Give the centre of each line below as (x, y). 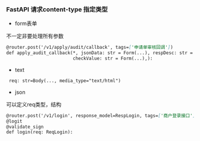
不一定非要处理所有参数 (35, 36)
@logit (14, 121)
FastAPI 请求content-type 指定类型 (57, 9)
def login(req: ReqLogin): (40, 132)
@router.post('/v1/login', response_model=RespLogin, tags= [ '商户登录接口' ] (101, 115)
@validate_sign (25, 127)
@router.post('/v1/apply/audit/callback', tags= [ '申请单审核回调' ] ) (90, 48)
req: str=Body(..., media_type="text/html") (65, 81)
